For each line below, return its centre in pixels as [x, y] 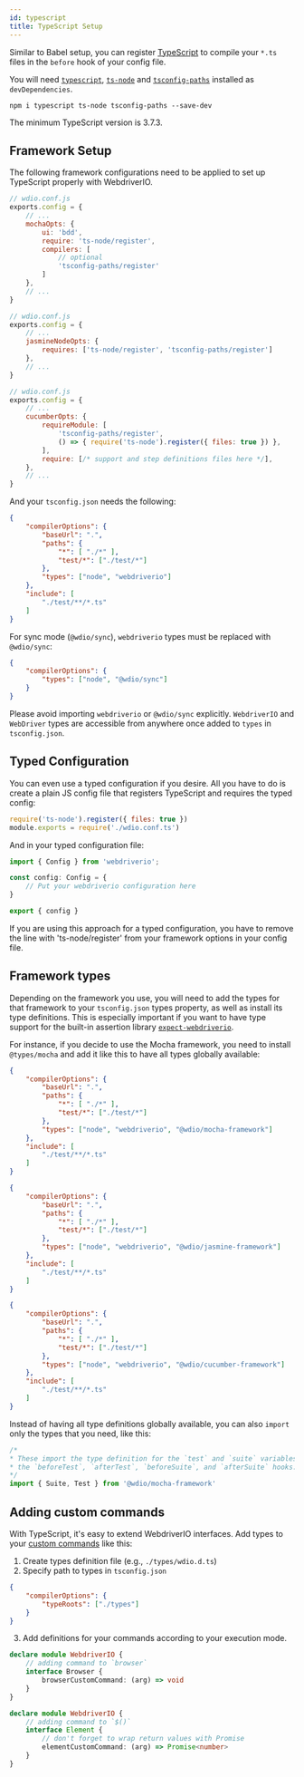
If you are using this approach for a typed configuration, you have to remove [152, 928]
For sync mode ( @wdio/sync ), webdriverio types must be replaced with [140, 636]
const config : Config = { [58, 878]
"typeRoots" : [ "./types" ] [91, 1604]
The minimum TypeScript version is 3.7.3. [86, 122]
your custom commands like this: [71, 1543]
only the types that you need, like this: [81, 1434]
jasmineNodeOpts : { [62, 342]
